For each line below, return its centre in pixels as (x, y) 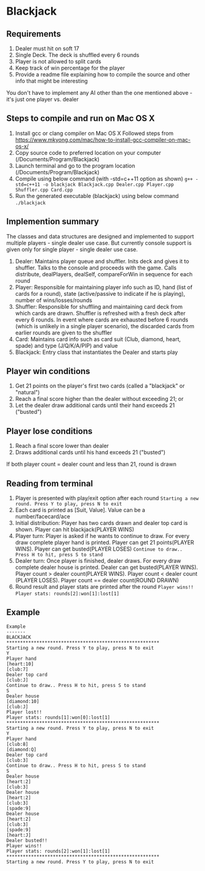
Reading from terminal (50, 483)
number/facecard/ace (42, 516)
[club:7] (17, 669)
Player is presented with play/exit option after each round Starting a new (107, 498)
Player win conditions (48, 371)
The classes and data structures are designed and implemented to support (100, 236)
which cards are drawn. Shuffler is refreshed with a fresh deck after (100, 313)
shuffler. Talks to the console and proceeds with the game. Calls (96, 268)
